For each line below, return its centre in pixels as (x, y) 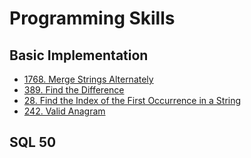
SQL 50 (33, 142)
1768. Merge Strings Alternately (88, 79)
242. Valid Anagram (64, 111)
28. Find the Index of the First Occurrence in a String (132, 100)
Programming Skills (92, 18)
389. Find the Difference (74, 90)
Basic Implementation (79, 55)
